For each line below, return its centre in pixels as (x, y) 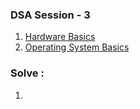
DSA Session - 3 (50, 15)
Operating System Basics (77, 47)
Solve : (27, 73)
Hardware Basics (60, 37)
